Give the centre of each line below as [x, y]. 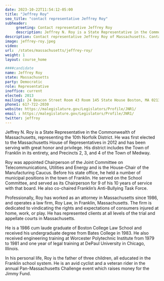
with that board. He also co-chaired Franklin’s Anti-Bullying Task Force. [76, 188]
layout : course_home [26, 60]
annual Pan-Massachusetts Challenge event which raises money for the [77, 268]
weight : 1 [15, 55]
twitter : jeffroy [23, 118]
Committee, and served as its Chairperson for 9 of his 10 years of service [79, 183]
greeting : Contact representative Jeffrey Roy [64, 28]
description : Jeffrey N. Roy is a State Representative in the [82, 32]
